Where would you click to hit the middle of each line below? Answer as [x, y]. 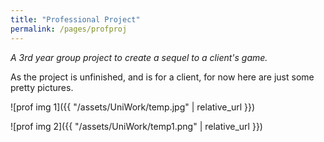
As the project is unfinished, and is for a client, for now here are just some [162, 77]
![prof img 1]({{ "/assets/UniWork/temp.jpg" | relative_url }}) [133, 107]
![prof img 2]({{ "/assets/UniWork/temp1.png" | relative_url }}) [136, 126]
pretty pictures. [42, 87]
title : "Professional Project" [75, 19]
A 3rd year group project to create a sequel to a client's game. [139, 57]
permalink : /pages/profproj [69, 29]
